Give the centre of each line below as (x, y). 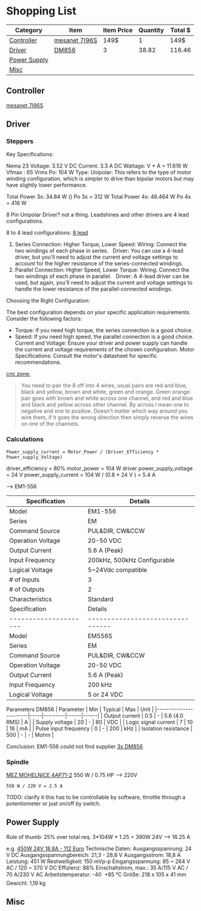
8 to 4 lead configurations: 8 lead (47, 233)
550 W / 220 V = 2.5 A (34, 786)
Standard (100, 599)
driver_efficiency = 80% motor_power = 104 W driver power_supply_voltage (100, 468)
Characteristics (31, 599)
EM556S (100, 636)
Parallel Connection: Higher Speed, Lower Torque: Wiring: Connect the (102, 270)
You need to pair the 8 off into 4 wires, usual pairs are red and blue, (104, 386)
